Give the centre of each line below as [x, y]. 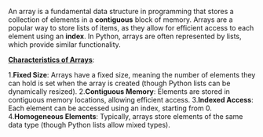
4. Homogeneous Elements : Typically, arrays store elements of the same [126, 116]
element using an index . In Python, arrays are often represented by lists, [125, 36]
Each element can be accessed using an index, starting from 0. [110, 108]
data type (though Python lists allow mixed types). [89, 125]
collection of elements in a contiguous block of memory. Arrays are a [121, 20]
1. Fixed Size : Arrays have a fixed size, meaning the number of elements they [132, 75]
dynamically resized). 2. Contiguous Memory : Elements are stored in [119, 92]
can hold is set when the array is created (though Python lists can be [119, 83]
